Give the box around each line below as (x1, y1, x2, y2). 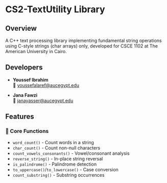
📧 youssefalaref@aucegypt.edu (12, 82, 80, 88)
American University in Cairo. (5, 49, 67, 54)
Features (5, 112, 34, 121)
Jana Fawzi (12, 92, 38, 98)
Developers (5, 63, 43, 72)
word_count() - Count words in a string (12, 139, 94, 145)
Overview (5, 24, 37, 33)
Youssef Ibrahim (12, 77, 49, 83)
